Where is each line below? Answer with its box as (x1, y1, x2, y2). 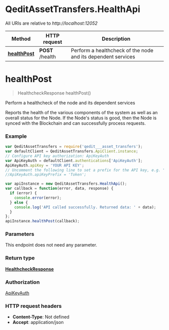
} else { (10, 200, 28, 205)
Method (12, 35, 31, 42)
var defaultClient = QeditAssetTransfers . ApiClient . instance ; (5, 149, 138, 154)
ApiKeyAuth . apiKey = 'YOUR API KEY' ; (5, 162, 84, 168)
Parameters (5, 230, 34, 237)
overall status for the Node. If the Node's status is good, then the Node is (5, 115, 157, 121)
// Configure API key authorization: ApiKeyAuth (5, 153, 109, 158)
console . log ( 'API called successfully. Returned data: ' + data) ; (14, 205, 156, 210)
